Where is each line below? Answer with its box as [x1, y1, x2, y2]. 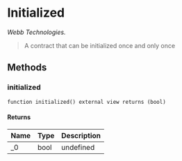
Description [61, 130, 101, 140]
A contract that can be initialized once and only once [24, 41, 176, 49]
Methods [7, 61, 47, 74]
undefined [61, 142, 95, 152]
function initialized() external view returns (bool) [7, 98, 167, 105]
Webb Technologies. [7, 28, 66, 36]
